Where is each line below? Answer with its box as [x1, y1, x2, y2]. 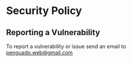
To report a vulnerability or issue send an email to [6, 43, 127, 50]
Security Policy [6, 4, 82, 18]
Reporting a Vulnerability [6, 27, 100, 37]
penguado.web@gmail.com [6, 49, 73, 56]
